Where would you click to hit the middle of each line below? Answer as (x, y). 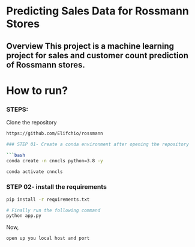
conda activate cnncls (34, 172)
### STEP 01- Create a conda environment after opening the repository (97, 144)
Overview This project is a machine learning (90, 46)
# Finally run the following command (53, 210)
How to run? (37, 90)
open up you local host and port (48, 239)
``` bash (16, 155)
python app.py (24, 216)
